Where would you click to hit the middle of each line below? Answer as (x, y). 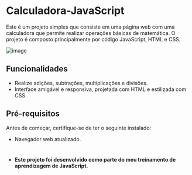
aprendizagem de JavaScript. (51, 166)
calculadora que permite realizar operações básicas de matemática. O (91, 33)
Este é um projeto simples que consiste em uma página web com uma (90, 27)
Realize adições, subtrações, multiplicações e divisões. (81, 83)
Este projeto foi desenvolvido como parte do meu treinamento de (95, 159)
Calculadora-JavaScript (65, 11)
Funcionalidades (37, 69)
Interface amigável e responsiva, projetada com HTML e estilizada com (100, 89)
